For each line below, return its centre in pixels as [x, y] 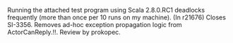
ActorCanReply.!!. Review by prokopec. [64, 32]
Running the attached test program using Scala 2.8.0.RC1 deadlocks [106, 10]
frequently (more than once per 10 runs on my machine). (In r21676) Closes [116, 17]
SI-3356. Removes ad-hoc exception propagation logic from [95, 25]
